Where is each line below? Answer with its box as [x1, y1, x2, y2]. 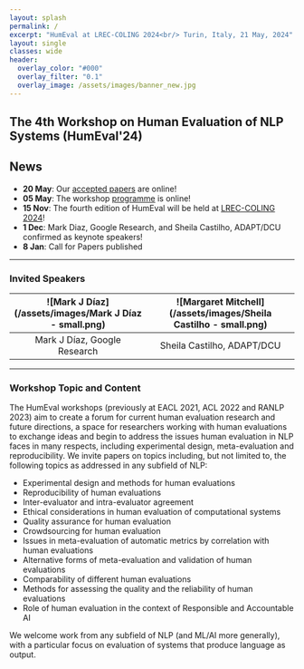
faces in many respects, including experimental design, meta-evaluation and [9, 441, 294, 451]
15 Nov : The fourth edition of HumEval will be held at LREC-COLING [22, 202, 276, 213]
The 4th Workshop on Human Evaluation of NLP [9, 114, 284, 130]
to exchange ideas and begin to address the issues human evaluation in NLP [9, 431, 294, 442]
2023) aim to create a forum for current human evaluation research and [9, 412, 276, 422]
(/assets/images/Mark [14, 307, 113, 320]
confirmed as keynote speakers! [22, 231, 143, 242]
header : [9, 55, 39, 64]
